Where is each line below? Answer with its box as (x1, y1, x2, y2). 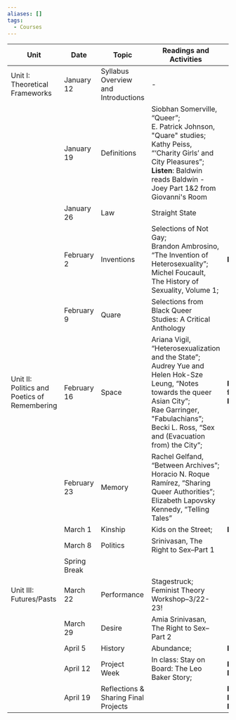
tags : (7, 17, 23, 24)
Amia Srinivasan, (151, 614, 207, 624)
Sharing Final (100, 693, 144, 702)
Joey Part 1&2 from (151, 184, 216, 194)
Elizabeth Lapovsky (151, 495, 216, 505)
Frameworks (11, 89, 52, 99)
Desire (100, 624, 123, 633)
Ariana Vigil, (151, 335, 191, 345)
